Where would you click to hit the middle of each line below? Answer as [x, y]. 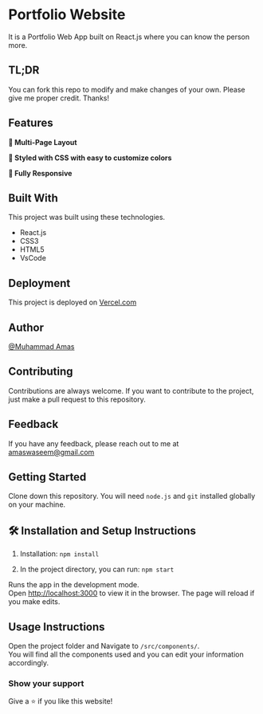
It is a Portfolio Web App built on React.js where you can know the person [129, 37]
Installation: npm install [59, 554]
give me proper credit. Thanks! [59, 98]
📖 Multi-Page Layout [43, 142]
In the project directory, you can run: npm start [97, 569]
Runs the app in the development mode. [74, 585]
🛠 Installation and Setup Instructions [102, 530]
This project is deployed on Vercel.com [73, 302]
